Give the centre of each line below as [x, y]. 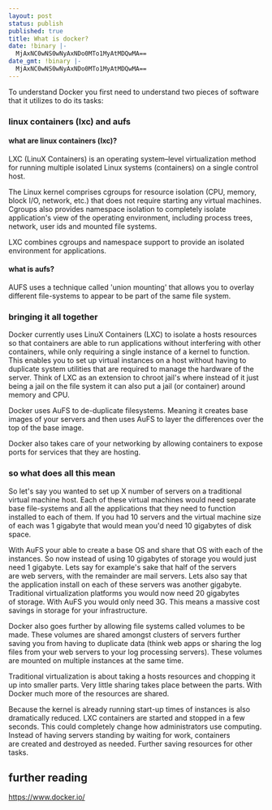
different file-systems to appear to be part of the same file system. [120, 296]
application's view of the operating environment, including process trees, [131, 218]
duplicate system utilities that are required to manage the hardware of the [131, 369]
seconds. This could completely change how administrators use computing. [135, 726]
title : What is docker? [49, 39]
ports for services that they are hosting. [75, 452]
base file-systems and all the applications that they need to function [122, 508]
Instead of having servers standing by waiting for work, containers [119, 735]
